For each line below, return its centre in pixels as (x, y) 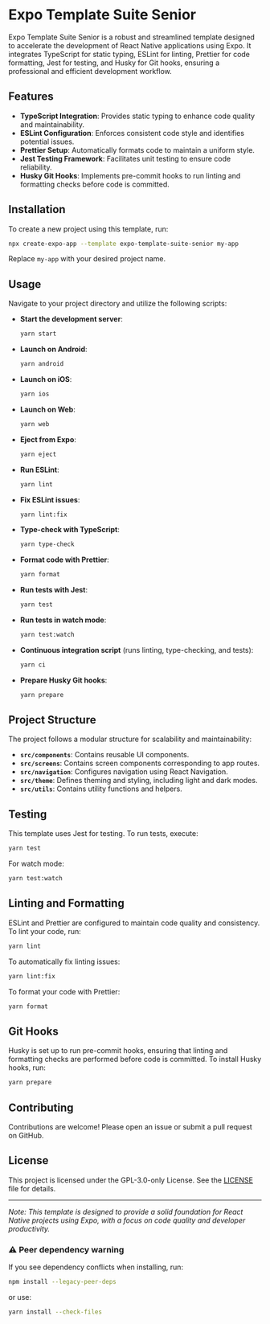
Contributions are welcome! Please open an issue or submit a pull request (131, 1126)
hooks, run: (27, 1068)
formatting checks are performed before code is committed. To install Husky (135, 1060)
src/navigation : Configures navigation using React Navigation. (124, 772)
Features (31, 97)
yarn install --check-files (55, 1312)
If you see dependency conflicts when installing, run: (96, 1267)
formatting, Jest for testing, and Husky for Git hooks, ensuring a (114, 63)
